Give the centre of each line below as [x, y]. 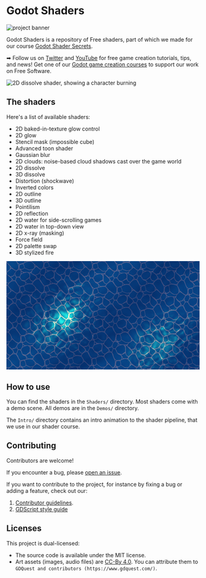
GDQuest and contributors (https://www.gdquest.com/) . [86, 568]
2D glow [26, 135]
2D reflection [32, 213]
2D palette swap [36, 246]
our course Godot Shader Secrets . [50, 46]
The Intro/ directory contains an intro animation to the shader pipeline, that [102, 420]
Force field [29, 239]
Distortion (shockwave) [45, 181]
